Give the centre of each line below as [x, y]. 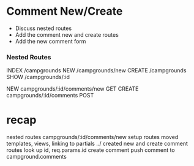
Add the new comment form [50, 41]
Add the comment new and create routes [67, 34]
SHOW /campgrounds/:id [38, 77]
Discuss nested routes [43, 28]
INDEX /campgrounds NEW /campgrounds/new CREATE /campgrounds [96, 70]
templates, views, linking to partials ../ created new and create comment [97, 144]
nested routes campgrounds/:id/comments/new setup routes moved [92, 137]
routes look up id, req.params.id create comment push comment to [91, 150]
